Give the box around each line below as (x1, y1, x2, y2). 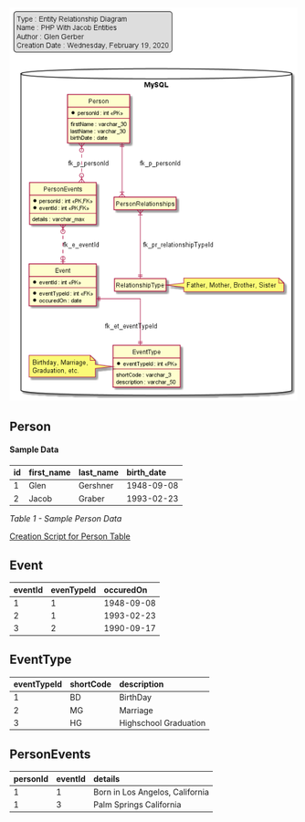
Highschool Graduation (119, 717, 206, 728)
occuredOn (103, 584, 148, 595)
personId (13, 773, 48, 784)
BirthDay (119, 692, 152, 703)
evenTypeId (50, 584, 97, 595)
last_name (78, 467, 119, 478)
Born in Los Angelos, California (92, 786, 210, 797)
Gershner (78, 480, 114, 491)
